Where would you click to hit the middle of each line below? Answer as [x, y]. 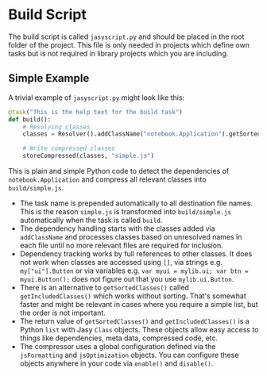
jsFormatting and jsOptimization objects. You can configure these [129, 355]
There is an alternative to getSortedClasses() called [104, 288]
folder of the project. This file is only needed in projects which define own [129, 44]
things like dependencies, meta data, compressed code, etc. [119, 338]
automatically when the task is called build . [91, 220]
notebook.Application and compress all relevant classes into [107, 179]
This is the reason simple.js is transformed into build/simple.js [126, 211]
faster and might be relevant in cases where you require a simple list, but [139, 304]
